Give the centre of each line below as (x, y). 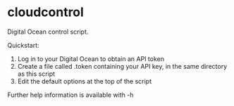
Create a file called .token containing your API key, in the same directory (122, 66)
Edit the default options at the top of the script (85, 81)
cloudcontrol (46, 12)
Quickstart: (24, 45)
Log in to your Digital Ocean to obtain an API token (91, 59)
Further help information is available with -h (70, 95)
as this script (36, 74)
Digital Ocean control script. (48, 32)
